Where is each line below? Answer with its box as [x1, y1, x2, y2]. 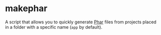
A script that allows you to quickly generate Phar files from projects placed [5, 19, 157, 25]
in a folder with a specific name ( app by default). [5, 24, 102, 30]
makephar [5, 3, 48, 14]
